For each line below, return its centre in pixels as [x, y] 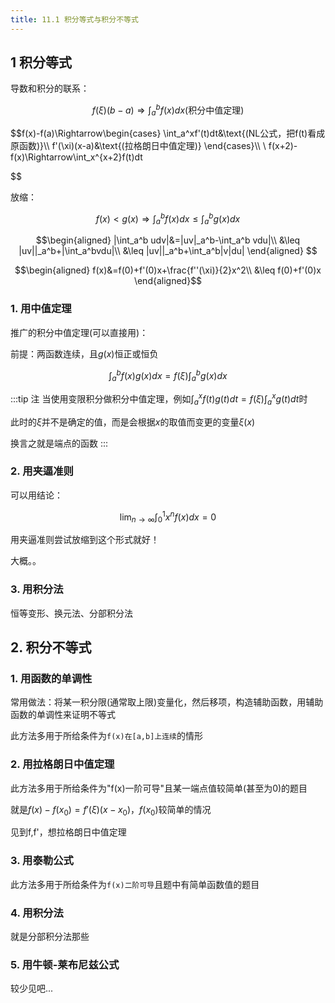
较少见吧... [32, 988]
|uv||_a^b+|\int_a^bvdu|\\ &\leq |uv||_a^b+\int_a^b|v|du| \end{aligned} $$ [168, 251]
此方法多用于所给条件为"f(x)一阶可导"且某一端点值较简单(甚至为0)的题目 [159, 788]
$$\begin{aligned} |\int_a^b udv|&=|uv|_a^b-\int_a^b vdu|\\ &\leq [168, 240]
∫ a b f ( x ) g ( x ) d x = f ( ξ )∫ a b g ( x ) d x [168, 375]
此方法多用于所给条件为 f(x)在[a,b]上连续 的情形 [106, 736]
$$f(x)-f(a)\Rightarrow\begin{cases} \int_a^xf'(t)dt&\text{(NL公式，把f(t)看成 [168, 133]
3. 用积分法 [37, 589]
